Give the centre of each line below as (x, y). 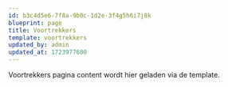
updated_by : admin (39, 45)
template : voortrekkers (48, 38)
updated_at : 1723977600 (48, 52)
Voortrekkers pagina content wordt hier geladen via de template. (114, 75)
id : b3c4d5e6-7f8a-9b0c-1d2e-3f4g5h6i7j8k (80, 15)
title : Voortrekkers (43, 30)
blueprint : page (35, 23)
